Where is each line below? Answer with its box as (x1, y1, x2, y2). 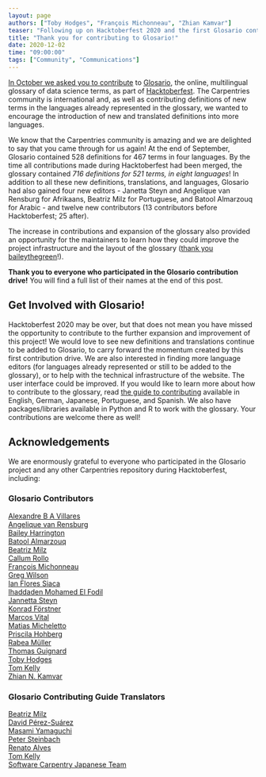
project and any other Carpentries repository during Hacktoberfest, (8, 465, 227, 475)
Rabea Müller (8, 637, 51, 647)
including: (8, 473, 41, 483)
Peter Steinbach (8, 735, 61, 744)
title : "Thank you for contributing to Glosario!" (8, 33, 179, 42)
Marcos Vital (8, 612, 50, 621)
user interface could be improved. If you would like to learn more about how (8, 379, 256, 388)
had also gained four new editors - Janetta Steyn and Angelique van (8, 186, 231, 195)
